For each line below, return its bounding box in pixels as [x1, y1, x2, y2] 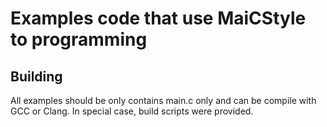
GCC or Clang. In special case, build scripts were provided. [10, 105, 254, 117]
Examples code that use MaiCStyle [10, 7, 307, 30]
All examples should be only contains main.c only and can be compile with [10, 95, 317, 106]
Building [10, 68, 63, 85]
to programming [10, 28, 148, 51]
